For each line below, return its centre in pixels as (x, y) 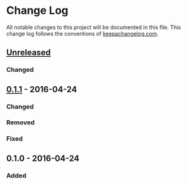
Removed (21, 122)
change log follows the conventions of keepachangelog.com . (82, 33)
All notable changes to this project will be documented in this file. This (94, 27)
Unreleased (29, 53)
